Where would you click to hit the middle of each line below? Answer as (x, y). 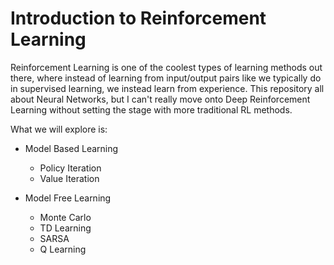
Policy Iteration (70, 168)
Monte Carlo (65, 217)
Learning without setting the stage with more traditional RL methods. (151, 109)
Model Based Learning (71, 148)
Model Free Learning (68, 198)
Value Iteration (69, 178)
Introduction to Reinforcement (138, 18)
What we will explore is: (59, 129)
